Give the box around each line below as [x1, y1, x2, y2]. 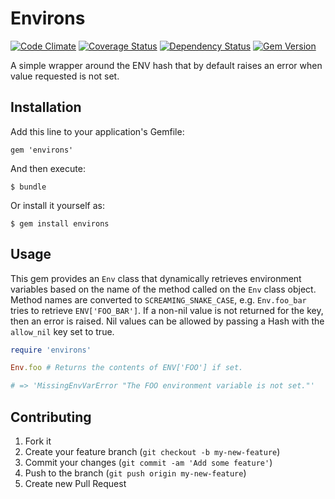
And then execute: [10, 162, 86, 174]
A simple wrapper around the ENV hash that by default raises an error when [10, 59, 323, 71]
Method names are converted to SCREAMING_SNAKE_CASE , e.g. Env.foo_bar [10, 293, 307, 306]
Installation [10, 99, 82, 116]
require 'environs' [10, 345, 92, 355]
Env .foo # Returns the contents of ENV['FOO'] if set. [10, 363, 244, 373]
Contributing [10, 408, 92, 426]
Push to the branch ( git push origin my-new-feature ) [24, 467, 247, 479]
